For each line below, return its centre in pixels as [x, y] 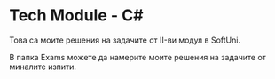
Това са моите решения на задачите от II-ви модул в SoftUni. [125, 40]
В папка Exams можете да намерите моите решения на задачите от [137, 57]
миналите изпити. [43, 67]
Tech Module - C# [76, 16]
